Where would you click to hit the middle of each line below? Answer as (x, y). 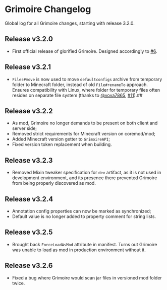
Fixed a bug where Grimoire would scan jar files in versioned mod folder (87, 277)
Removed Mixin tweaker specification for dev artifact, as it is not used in (87, 173)
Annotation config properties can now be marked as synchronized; (81, 211)
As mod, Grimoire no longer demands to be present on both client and (85, 123)
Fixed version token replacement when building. (62, 144)
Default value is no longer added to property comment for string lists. (84, 216)
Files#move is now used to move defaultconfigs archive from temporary (87, 79)
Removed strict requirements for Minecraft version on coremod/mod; (84, 134)
